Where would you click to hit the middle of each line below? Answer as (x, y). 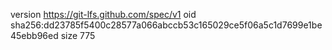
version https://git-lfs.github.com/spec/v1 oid (103, 14)
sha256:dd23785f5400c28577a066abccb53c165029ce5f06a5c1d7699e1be (166, 25)
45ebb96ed (34, 35)
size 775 (78, 35)
